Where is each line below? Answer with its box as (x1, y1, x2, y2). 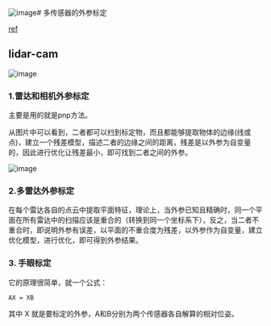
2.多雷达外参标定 (8, 186, 75, 197)
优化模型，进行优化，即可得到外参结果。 (8, 236, 143, 245)
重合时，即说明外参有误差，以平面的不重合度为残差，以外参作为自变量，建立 (8, 225, 263, 235)
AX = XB (8, 294, 35, 302)
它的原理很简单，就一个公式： (8, 278, 107, 287)
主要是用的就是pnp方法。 (8, 111, 93, 120)
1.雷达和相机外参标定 (8, 90, 90, 102)
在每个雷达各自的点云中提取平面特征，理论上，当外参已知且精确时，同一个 (8, 205, 256, 215)
